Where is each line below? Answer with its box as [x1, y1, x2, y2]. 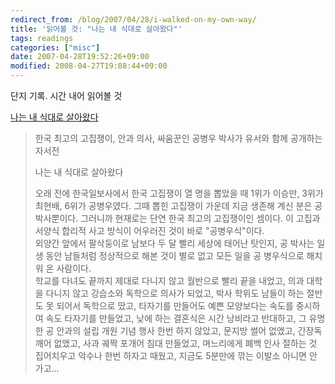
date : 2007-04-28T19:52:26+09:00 [10, 52, 150, 62]
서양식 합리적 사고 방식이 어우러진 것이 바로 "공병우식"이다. [34, 225, 265, 236]
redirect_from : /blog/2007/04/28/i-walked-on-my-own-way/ [10, 14, 257, 25]
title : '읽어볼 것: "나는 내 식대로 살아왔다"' [10, 24, 183, 34]
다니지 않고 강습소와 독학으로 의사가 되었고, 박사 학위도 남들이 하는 [45, 287, 305, 299]
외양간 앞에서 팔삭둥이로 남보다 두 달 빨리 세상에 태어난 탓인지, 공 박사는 [34, 237, 315, 249]
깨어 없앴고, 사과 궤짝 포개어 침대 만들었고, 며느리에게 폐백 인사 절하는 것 [34, 337, 318, 349]
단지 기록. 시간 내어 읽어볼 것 [10, 90, 123, 101]
